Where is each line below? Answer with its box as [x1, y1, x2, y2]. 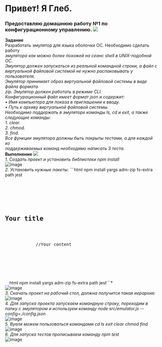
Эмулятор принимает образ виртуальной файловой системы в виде [5, 79, 147, 84]
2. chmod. [5, 125, 26, 131]
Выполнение [5, 151, 32, 157]
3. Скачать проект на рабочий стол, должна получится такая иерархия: [5, 290, 156, 296]
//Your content [35, 242, 72, 248]
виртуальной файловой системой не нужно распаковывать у [5, 68, 133, 74]
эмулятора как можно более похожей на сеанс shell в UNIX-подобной [5, 53, 152, 59]
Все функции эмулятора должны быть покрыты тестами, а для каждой [5, 135, 153, 141]
